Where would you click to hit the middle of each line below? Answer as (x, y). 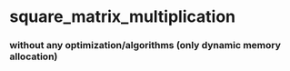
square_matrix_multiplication (123, 17)
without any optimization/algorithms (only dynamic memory (145, 46)
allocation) (34, 56)
